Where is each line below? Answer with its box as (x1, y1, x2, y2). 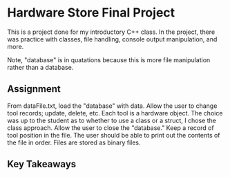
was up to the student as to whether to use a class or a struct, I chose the (7, 116, 216, 124)
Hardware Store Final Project (7, 5, 175, 21)
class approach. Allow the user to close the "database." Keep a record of (7, 123, 214, 132)
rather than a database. (7, 63, 74, 71)
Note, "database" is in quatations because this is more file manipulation (7, 55, 211, 64)
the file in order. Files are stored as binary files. (7, 138, 141, 147)
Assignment (7, 83, 61, 95)
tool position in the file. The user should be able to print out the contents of (7, 131, 220, 139)
